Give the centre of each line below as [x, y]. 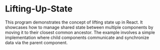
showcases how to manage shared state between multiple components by [79, 27]
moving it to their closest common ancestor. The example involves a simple [80, 32]
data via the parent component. [36, 42]
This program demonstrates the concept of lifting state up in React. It [74, 22]
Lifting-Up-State [39, 9]
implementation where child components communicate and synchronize [77, 37]
